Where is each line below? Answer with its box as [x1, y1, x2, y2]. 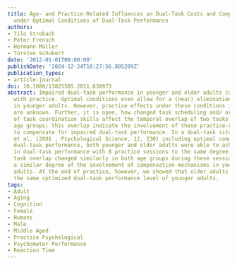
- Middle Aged [7, 227, 49, 234]
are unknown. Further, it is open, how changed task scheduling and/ [13, 109, 222, 116]
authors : [7, 23, 33, 30]
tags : [7, 181, 23, 188]
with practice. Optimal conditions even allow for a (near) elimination [13, 96, 232, 103]
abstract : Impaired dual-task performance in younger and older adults [7, 89, 222, 96]
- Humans [7, 214, 33, 221]
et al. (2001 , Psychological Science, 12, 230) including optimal [13, 135, 217, 142]
